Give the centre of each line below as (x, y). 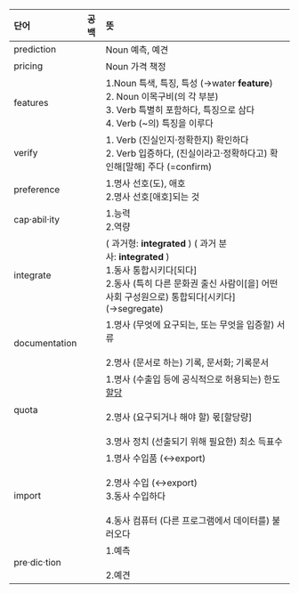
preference (37, 189)
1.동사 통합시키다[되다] (151, 270)
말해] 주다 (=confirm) (169, 167)
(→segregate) (134, 309)
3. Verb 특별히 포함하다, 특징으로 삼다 (180, 110)
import (28, 496)
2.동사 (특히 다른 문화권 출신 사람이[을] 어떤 (192, 284)
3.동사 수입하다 (136, 496)
